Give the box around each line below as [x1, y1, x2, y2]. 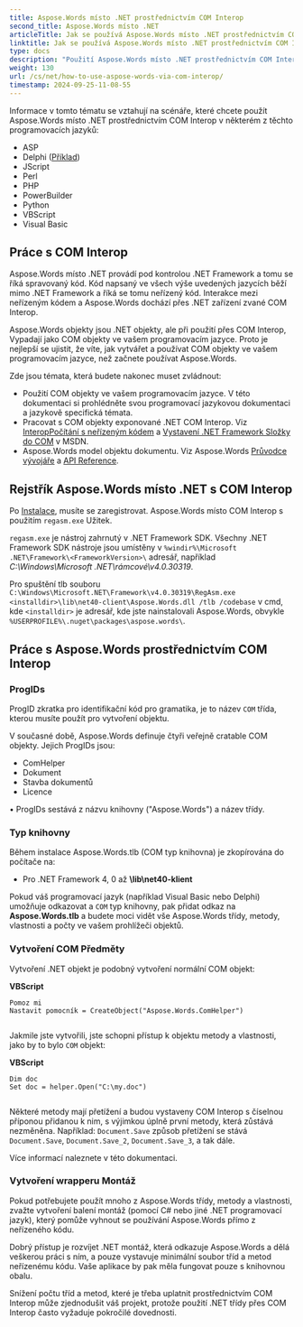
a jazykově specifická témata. [22, 407, 133, 418]
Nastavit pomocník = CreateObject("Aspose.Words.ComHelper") [9, 1006, 244, 1016]
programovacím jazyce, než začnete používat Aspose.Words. [9, 353, 237, 364]
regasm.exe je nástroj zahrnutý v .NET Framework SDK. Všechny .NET [9, 533, 268, 543]
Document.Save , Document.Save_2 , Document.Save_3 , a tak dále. [9, 1135, 235, 1146]
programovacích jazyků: [9, 124, 99, 135]
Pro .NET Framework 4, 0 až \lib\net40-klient [22, 874, 193, 885]
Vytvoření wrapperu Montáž [9, 1174, 137, 1187]
